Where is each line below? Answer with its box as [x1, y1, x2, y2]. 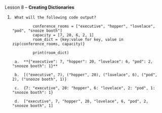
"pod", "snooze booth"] [12, 28, 63, 33]
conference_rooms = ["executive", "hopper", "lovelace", [32, 24, 155, 29]
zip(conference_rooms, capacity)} [12, 41, 85, 46]
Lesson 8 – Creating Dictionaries [5, 5, 74, 10]
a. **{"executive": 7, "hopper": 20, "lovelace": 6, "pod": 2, [14, 59, 153, 64]
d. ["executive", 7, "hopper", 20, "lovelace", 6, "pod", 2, [14, 99, 149, 104]
